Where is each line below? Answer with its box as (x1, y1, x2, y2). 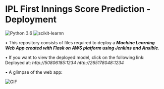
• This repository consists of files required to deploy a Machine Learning (5, 39, 155, 45)
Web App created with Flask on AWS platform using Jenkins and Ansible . (5, 45, 160, 51)
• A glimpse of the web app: (5, 69, 63, 75)
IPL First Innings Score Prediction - (5, 3, 151, 15)
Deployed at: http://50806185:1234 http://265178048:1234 (5, 59, 124, 65)
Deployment (5, 14, 57, 25)
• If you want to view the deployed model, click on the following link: (5, 54, 145, 60)
